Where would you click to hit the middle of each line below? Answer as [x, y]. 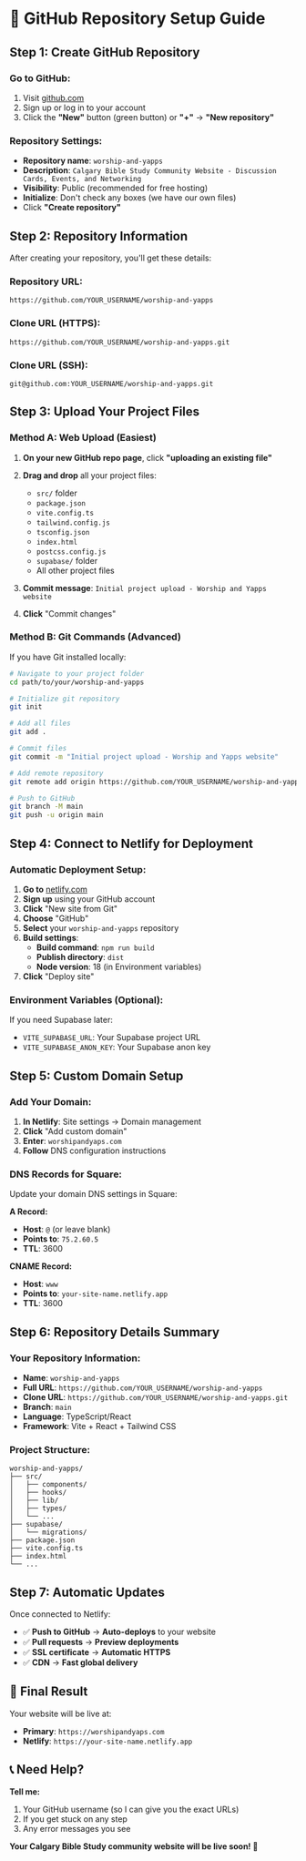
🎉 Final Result [49, 1692]
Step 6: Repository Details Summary [115, 1332]
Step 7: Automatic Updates [87, 1592]
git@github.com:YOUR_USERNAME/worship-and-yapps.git [112, 383]
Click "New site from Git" [70, 908]
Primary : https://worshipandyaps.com [93, 1731]
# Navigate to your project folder [77, 673]
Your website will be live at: [61, 1713]
